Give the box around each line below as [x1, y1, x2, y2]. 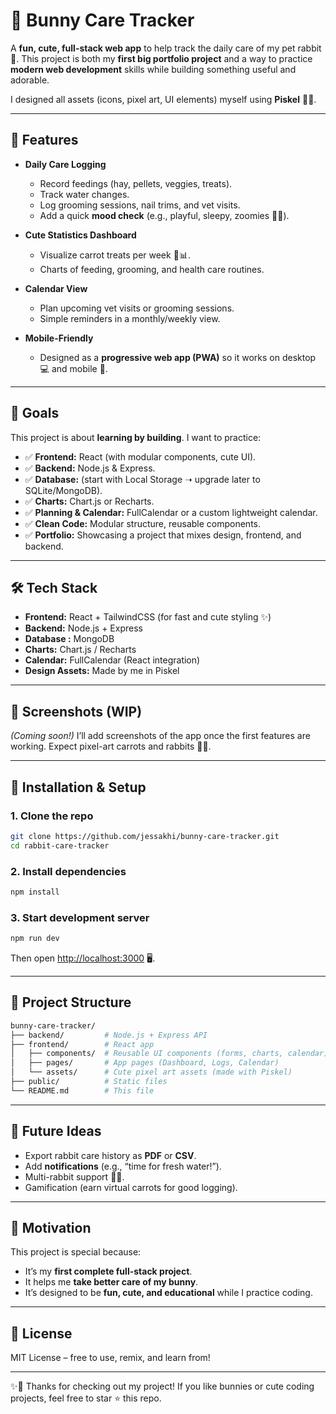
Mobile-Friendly [24, 332, 94, 344]
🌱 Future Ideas [10, 1123, 102, 1140]
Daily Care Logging [24, 158, 107, 170]
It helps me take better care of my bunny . [24, 1276, 199, 1288]
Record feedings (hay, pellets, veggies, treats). [39, 177, 233, 189]
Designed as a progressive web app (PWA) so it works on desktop [39, 351, 317, 363]
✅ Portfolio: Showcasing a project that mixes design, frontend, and [24, 529, 302, 541]
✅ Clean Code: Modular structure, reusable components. [24, 517, 261, 529]
